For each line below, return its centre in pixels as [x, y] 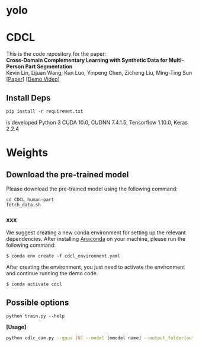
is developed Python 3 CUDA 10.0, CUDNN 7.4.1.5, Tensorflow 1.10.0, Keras [97, 122]
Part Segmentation [49, 66]
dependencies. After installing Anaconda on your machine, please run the [96, 239]
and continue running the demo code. [52, 273]
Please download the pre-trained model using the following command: [92, 189]
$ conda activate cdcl [34, 284]
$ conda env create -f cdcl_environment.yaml [63, 256]
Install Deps [28, 98]
